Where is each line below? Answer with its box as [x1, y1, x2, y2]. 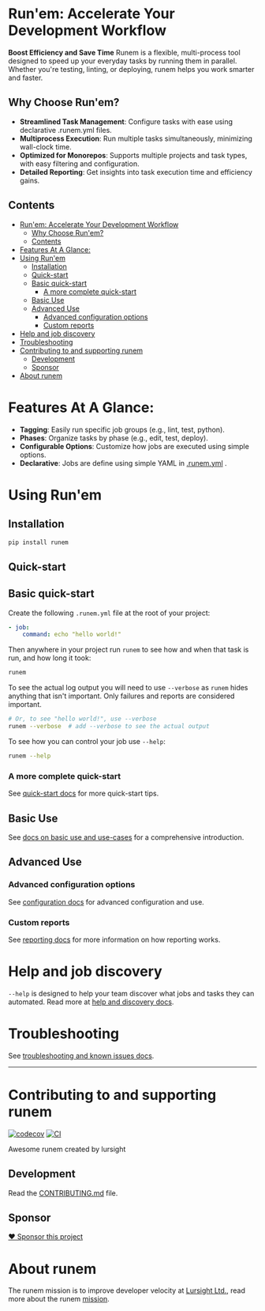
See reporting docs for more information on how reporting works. [8, 935, 221, 944]
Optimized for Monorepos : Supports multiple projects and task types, [19, 150, 248, 160]
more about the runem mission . [8, 1294, 110, 1304]
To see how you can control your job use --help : [8, 736, 166, 746]
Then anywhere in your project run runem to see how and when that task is [8, 645, 249, 655]
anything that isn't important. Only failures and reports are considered [8, 691, 235, 701]
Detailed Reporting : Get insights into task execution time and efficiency [19, 167, 252, 176]
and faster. [8, 73, 43, 82]
